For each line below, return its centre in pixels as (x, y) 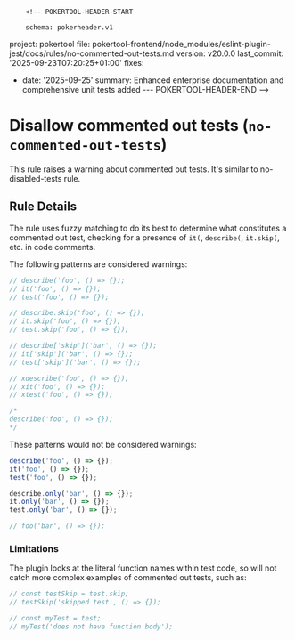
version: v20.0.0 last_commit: (230, 53)
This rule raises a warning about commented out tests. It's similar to (134, 169)
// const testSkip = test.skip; (69, 594)
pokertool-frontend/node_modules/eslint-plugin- (182, 44)
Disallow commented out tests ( (129, 126)
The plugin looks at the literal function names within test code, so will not (143, 568)
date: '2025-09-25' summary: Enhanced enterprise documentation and (153, 80)
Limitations (34, 548)
